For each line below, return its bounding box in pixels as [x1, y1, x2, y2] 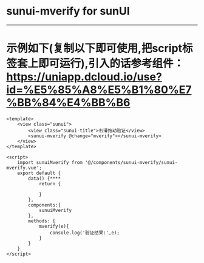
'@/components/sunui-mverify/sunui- [84, 159, 178, 165]
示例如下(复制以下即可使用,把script [6, 41, 183, 55]
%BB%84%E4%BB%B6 [6, 96, 131, 110]
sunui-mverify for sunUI [6, 4, 131, 18]
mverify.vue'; [6, 165, 42, 171]
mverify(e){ [38, 223, 69, 229]
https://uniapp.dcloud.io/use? [6, 70, 162, 84]
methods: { [28, 217, 56, 224]
